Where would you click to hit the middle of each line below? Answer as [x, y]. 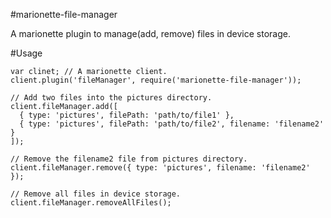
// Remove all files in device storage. [96, 194]
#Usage [26, 53]
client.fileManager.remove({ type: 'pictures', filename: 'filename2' [160, 168]
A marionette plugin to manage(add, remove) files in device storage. [150, 33]
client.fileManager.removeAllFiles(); [91, 203]
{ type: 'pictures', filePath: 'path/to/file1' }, [127, 115]
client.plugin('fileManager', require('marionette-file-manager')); [156, 80]
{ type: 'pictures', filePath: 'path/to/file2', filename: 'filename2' [172, 124]
